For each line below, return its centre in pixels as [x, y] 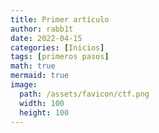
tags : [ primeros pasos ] [60, 57]
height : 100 [44, 112]
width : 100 [42, 103]
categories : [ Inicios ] [57, 47]
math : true [33, 66]
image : [24, 85]
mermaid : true [40, 76]
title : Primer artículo [60, 19]
